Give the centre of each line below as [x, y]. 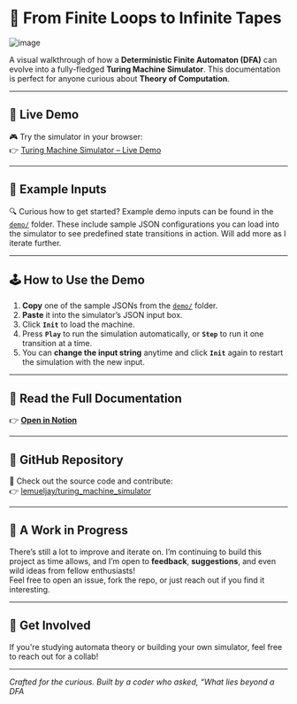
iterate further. [35, 243]
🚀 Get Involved [50, 626]
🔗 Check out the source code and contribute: [91, 481]
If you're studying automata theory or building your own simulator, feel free [146, 646]
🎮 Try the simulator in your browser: [76, 136]
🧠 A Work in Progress [69, 530]
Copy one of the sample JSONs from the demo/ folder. [120, 306]
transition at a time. [57, 344]
